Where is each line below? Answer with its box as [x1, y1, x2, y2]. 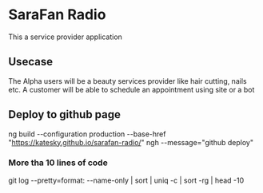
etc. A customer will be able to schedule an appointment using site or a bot [8, 85, 255, 94]
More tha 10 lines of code [8, 157, 108, 168]
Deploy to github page [8, 108, 122, 121]
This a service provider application [8, 32, 122, 41]
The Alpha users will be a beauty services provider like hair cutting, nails [8, 76, 247, 85]
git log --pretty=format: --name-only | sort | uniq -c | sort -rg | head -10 [8, 175, 245, 185]
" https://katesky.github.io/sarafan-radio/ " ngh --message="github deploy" [8, 137, 254, 147]
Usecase [8, 55, 54, 69]
